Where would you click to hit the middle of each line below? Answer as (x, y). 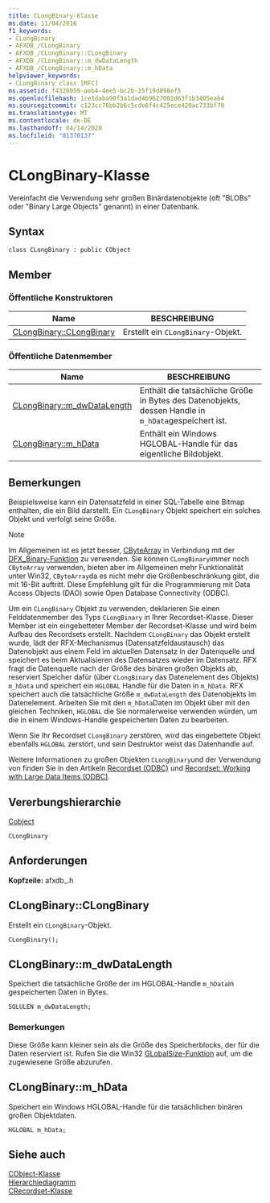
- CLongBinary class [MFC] (53, 83)
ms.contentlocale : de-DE (50, 121)
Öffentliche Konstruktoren (61, 297)
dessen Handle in (172, 411)
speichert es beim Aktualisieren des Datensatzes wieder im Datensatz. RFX (133, 660)
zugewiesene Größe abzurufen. (61, 1062)
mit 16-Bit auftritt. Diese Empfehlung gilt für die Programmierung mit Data (129, 585)
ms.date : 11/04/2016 (43, 23)
